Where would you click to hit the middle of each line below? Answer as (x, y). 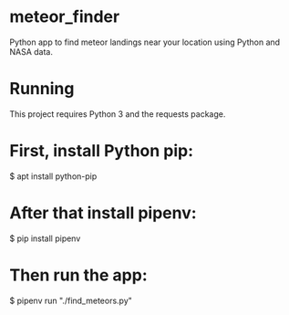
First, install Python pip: (102, 151)
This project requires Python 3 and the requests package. (118, 114)
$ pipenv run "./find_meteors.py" (71, 300)
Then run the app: (78, 275)
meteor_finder (65, 17)
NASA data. (31, 51)
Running (42, 89)
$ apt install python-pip (53, 176)
